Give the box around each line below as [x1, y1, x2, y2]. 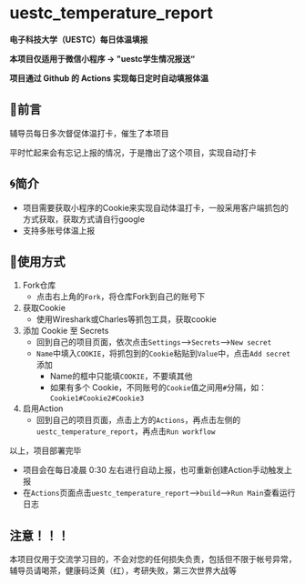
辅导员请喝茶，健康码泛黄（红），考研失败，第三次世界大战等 [9, 565, 237, 576]
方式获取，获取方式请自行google [22, 213, 146, 225]
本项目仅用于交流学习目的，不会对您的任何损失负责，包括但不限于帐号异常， [9, 554, 297, 565]
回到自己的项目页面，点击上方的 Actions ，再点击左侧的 [36, 415, 241, 426]
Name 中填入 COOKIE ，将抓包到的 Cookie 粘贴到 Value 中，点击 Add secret [36, 348, 291, 359]
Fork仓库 [22, 280, 56, 291]
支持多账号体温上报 [22, 225, 96, 236]
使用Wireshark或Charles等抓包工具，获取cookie [36, 314, 217, 325]
